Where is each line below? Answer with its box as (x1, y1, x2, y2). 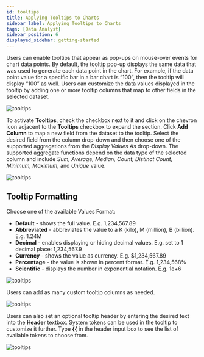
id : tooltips (6, 9, 40, 15)
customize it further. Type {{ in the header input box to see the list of (6, 325, 178, 333)
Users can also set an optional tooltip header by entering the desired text (6, 312, 190, 319)
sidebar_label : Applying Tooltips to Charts (6, 20, 121, 26)
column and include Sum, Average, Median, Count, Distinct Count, (6, 156, 173, 162)
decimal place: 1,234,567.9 (15, 245, 82, 253)
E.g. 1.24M (15, 233, 42, 240)
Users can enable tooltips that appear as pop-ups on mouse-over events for (6, 54, 198, 61)
